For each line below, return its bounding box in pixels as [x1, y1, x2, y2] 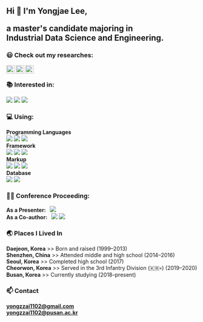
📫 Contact [6, 286, 39, 295]
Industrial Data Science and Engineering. [6, 33, 164, 43]
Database [6, 169, 32, 177]
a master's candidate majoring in [6, 24, 133, 34]
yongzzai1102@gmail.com [6, 303, 75, 310]
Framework [6, 142, 36, 149]
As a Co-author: [6, 213, 48, 221]
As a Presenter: [6, 206, 47, 214]
